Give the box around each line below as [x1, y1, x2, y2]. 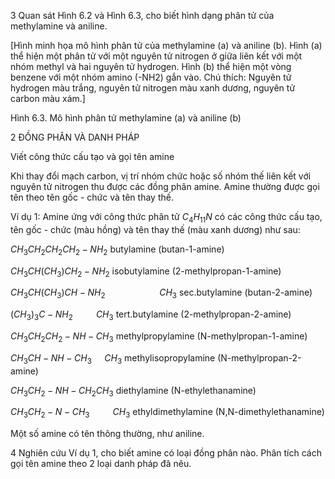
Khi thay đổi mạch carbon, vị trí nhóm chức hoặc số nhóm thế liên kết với [10, 170, 312, 182]
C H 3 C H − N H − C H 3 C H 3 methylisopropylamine [10, 351, 216, 366]
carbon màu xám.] [10, 93, 86, 104]
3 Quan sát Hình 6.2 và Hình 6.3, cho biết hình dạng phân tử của [10, 10, 275, 21]
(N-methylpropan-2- [217, 351, 302, 364]
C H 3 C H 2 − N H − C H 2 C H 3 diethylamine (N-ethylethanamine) [10, 384, 257, 399]
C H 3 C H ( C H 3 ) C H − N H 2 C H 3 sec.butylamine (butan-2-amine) [10, 286, 313, 301]
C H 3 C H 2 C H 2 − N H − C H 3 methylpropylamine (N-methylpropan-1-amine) [10, 330, 308, 344]
